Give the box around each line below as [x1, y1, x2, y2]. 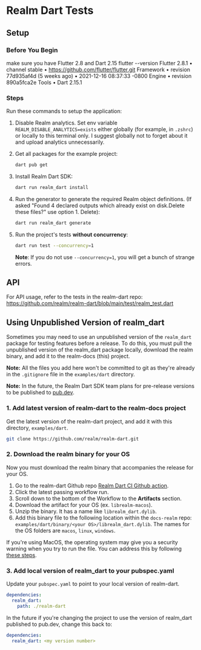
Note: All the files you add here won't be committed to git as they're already [6, 364, 195, 372]
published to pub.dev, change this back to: [6, 620, 113, 628]
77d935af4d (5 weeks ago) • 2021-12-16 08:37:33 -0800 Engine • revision [6, 72, 192, 79]
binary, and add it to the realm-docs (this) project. [6, 353, 130, 360]
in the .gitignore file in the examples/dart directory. [6, 371, 135, 378]
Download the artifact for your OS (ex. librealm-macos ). [14, 501, 153, 508]
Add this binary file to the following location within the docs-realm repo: [14, 514, 192, 521]
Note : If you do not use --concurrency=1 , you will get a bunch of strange [14, 253, 195, 260]
